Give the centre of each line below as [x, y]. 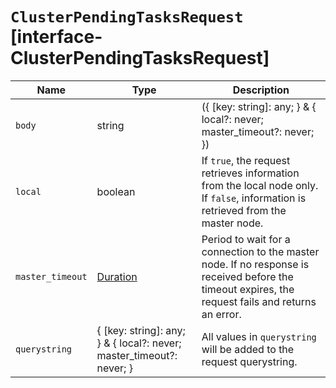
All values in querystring [259, 336]
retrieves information [250, 173]
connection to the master [260, 251]
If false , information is [254, 198]
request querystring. [249, 361]
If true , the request [246, 160]
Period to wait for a [246, 239]
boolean [116, 191]
